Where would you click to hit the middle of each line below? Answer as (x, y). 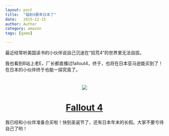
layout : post (19, 10)
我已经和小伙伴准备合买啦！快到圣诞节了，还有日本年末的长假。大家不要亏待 (84, 122)
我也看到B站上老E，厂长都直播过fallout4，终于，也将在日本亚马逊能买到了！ (84, 63)
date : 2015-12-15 (26, 19)
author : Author (21, 24)
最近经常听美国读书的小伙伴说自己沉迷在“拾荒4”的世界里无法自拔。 (75, 53)
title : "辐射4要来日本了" (31, 15)
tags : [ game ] (19, 33)
